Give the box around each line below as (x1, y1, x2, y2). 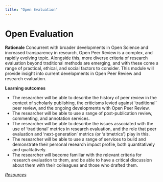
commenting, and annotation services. (12, 115, 90, 121)
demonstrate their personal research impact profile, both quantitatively (12, 141, 155, 147)
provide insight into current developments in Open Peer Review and (5, 70, 141, 76)
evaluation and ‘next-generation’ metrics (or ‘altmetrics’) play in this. (12, 131, 150, 137)
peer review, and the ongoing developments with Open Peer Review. (12, 105, 150, 111)
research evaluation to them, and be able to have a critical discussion (12, 157, 152, 163)
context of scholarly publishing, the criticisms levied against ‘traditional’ (12, 100, 157, 106)
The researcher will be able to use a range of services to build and (12, 136, 146, 142)
